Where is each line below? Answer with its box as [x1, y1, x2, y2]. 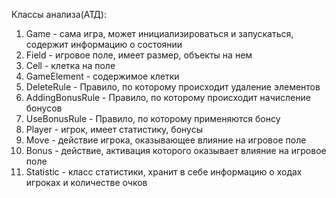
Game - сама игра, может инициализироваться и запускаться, [25, 28, 294, 39]
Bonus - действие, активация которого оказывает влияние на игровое [25, 145, 327, 156]
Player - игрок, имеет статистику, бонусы [25, 124, 203, 135]
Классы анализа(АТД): [11, 9, 107, 20]
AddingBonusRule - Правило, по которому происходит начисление [25, 92, 311, 103]
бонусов [25, 102, 63, 114]
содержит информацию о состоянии [25, 39, 183, 50]
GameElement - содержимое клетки [25, 70, 180, 82]
